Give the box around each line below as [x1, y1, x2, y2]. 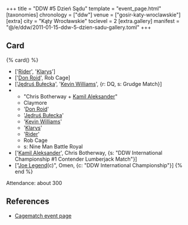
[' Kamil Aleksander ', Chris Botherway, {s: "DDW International [14, 149, 163, 156]
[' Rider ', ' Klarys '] [14, 68, 56, 75]
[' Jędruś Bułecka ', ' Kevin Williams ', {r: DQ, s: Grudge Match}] [14, 80, 162, 87]
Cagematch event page [14, 212, 72, 219]
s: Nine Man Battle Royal [23, 143, 83, 150]
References [6, 197, 50, 207]
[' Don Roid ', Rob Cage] [14, 74, 71, 81]
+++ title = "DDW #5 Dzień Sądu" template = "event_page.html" [6, 5, 161, 12]
